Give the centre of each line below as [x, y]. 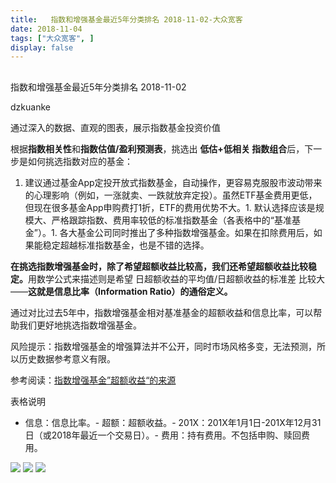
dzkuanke [30, 107]
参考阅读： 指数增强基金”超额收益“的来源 [93, 380]
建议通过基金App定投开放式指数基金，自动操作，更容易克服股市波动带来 [173, 182]
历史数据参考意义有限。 [67, 358]
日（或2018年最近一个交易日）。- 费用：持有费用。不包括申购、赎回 [163, 435]
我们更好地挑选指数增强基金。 [80, 325]
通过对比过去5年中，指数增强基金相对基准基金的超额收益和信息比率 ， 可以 [162, 312]
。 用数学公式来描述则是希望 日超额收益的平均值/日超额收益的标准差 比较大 [172, 278]
